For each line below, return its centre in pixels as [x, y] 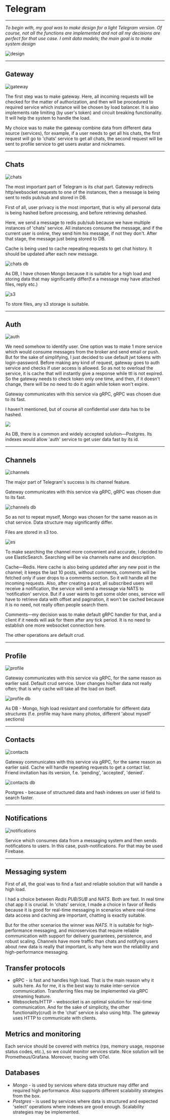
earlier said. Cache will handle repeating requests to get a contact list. [78, 767]
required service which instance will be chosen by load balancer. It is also [82, 107]
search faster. [20, 798]
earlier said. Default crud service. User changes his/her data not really [78, 683]
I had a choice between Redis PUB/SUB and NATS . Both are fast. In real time [85, 899]
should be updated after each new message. [52, 254]
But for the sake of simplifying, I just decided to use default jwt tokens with [83, 357]
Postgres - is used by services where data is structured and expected [85, 1101]
